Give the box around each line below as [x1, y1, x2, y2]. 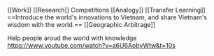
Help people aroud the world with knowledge [7, 34, 137, 42]
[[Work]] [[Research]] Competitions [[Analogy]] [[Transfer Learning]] [7, 6, 206, 14]
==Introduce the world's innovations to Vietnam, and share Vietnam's [7, 13, 208, 21]
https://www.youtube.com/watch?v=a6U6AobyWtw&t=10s [7, 41, 176, 49]
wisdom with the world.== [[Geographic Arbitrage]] [7, 21, 156, 28]
